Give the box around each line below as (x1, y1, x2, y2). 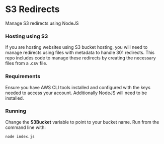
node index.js (5, 134, 35, 139)
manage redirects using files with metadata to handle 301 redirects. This (5, 49, 155, 56)
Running (5, 107, 27, 114)
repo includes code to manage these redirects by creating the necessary (5, 55, 156, 61)
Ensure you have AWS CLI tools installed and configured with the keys (5, 84, 151, 90)
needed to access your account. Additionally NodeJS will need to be (5, 90, 147, 96)
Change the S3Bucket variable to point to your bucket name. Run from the (5, 119, 159, 125)
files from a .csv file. (5, 60, 48, 66)
